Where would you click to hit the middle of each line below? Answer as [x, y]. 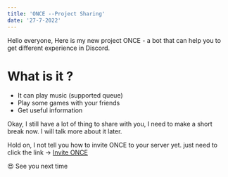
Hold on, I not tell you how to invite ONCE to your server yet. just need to [113, 145]
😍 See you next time [38, 166]
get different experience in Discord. [59, 48]
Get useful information [50, 110]
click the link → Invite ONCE [47, 152]
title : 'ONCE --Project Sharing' [56, 14]
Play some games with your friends [69, 103]
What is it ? [40, 76]
